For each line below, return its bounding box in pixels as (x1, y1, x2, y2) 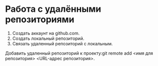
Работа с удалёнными (5, 3, 102, 15)
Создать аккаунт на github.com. (12, 30, 80, 36)
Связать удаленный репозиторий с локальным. (12, 40, 113, 46)
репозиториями (5, 14, 74, 25)
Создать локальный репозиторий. (12, 35, 85, 41)
